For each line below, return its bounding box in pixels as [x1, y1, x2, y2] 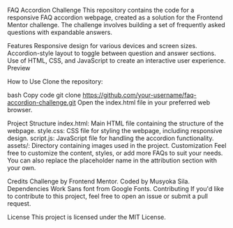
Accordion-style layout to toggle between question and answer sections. [7, 49, 216, 57]
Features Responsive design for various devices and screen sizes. [7, 42, 197, 50]
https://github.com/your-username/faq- [82, 91, 197, 99]
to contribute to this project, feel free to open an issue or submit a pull [7, 192, 208, 200]
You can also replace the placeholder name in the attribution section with [7, 156, 218, 165]
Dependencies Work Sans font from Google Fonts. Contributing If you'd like [7, 185, 225, 192]
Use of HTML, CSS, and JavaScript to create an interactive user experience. [7, 56, 226, 65]
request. [7, 199, 31, 208]
